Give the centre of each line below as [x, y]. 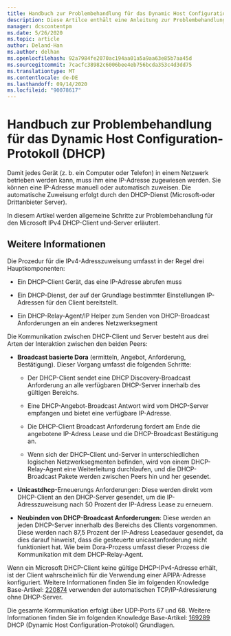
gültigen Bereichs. [53, 392]
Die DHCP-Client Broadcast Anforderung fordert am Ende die [114, 426]
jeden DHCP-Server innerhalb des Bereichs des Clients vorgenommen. [117, 525]
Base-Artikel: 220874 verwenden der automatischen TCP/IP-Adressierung [112, 589]
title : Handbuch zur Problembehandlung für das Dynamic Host [97, 13]
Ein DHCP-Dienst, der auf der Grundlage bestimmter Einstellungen [111, 295]
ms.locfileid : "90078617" [44, 90]
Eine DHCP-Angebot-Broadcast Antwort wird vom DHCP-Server [118, 406]
